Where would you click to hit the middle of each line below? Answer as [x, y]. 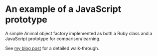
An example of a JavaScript [63, 9]
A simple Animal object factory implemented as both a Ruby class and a [79, 33]
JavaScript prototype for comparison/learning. [53, 39]
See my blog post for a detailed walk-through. [52, 48]
